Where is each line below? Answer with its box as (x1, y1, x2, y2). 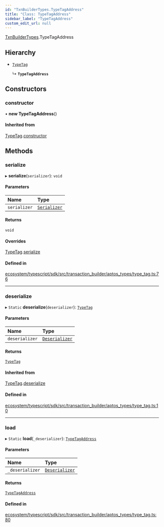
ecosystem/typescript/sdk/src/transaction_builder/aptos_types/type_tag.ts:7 (5, 271, 159, 277)
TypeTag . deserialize (5, 380, 45, 386)
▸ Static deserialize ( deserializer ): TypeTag (5, 304, 93, 310)
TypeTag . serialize (5, 249, 41, 255)
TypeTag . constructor (5, 132, 47, 138)
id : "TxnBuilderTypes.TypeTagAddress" (5, 7, 84, 12)
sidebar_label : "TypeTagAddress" (5, 16, 73, 21)
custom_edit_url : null (5, 21, 51, 26)
